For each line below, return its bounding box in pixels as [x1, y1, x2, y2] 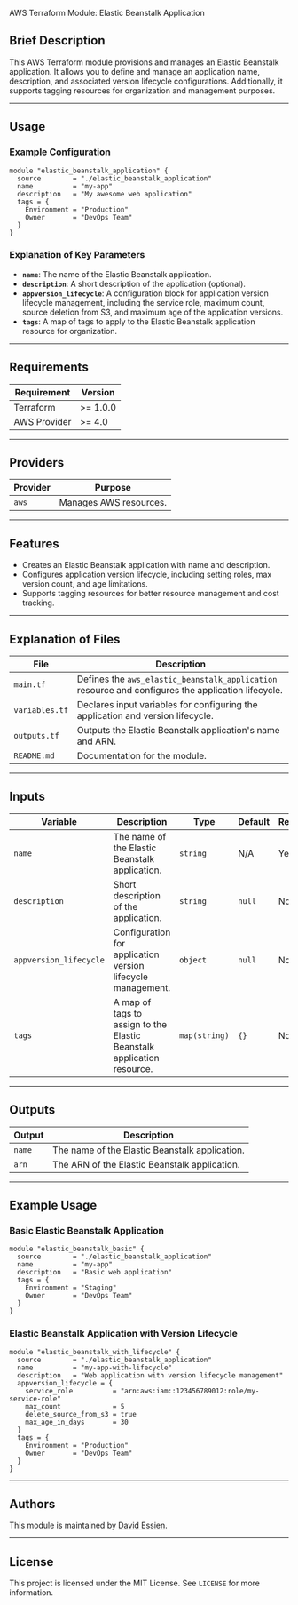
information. [9, 1587, 54, 1598]
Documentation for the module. [76, 750, 207, 763]
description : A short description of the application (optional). [21, 278, 247, 289]
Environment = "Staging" [25, 1283, 117, 1292]
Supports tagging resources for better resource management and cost [21, 588, 279, 599]
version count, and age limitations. [21, 579, 148, 589]
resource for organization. [21, 325, 118, 336]
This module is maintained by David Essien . [9, 1520, 169, 1531]
